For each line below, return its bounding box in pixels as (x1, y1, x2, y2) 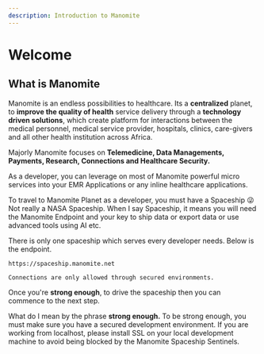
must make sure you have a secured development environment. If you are (8, 319, 249, 329)
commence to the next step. (8, 295, 101, 306)
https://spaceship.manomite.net (8, 260, 115, 267)
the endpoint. (8, 244, 52, 254)
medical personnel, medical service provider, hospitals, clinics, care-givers (8, 124, 253, 133)
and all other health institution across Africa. (8, 132, 153, 141)
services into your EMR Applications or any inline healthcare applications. (8, 179, 248, 189)
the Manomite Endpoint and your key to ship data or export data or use (8, 212, 239, 221)
